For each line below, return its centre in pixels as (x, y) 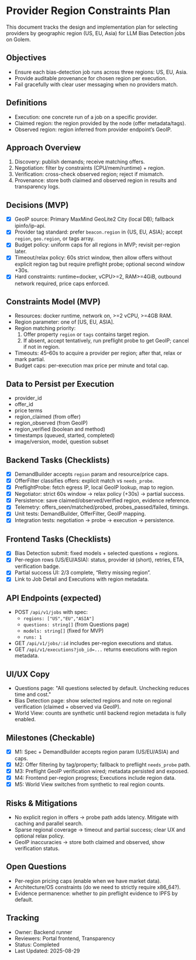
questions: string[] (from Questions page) (76, 625)
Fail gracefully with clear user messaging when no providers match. (96, 84)
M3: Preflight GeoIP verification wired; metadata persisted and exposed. (102, 772)
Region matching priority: (45, 328)
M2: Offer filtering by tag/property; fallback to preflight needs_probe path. (102, 764)
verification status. (37, 848)
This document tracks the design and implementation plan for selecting (92, 27)
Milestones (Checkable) (51, 738)
